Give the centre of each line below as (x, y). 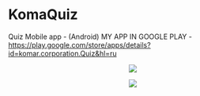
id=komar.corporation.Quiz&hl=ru (62, 53)
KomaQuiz (43, 15)
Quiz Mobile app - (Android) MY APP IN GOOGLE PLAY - (100, 36)
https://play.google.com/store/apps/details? (80, 44)
